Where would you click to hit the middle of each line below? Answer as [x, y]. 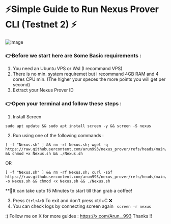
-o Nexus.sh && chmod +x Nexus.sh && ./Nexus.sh [58, 181]
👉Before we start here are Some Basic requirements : [73, 55]
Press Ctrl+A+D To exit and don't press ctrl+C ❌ [63, 200]
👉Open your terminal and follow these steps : [64, 104]
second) [21, 85]
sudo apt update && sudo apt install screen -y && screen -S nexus [78, 126]
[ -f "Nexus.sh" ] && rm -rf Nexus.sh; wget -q [57, 145]
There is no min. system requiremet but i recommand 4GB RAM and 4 [85, 74]
